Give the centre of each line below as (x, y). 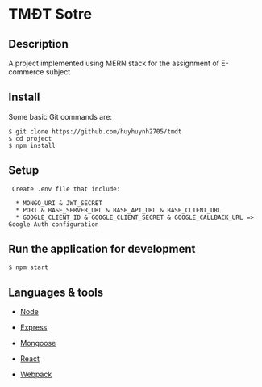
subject (58, 72)
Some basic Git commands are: (60, 116)
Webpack (36, 374)
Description (38, 44)
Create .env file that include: (66, 189)
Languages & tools (56, 292)
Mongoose (38, 343)
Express (33, 327)
